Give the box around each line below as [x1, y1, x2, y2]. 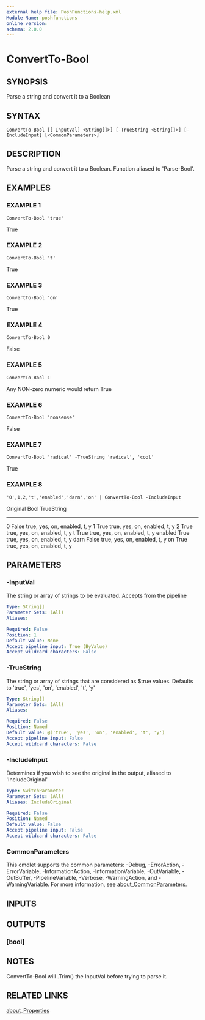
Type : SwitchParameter [6, 787, 64, 794]
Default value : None [6, 638, 59, 644]
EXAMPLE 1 [6, 201, 41, 210]
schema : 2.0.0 [6, 26, 43, 32]
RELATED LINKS [6, 991, 68, 1001]
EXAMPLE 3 [6, 281, 43, 289]
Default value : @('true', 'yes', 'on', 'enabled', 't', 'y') [6, 729, 165, 735]
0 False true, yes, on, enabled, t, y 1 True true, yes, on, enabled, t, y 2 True [6, 523, 193, 530]
